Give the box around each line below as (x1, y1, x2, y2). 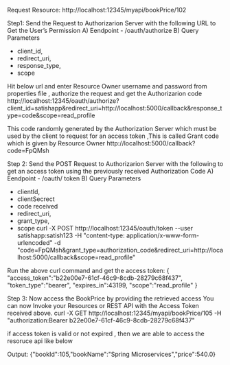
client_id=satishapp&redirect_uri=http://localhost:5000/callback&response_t (7, 104, 222, 112)
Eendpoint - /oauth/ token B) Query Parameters (7, 174, 141, 182)
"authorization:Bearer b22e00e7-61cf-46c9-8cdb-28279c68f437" (7, 316, 195, 325)
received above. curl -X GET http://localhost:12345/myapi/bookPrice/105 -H (7, 309, 222, 317)
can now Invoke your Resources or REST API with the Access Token (7, 302, 199, 309)
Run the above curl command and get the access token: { (7, 267, 170, 274)
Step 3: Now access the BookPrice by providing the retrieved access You (7, 294, 214, 303)
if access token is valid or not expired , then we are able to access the (7, 329, 205, 338)
